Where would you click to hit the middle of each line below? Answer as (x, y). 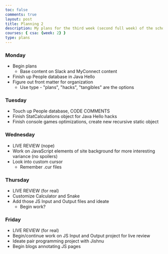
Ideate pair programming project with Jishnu (58, 241)
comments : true (21, 14)
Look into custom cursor (37, 161)
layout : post (19, 19)
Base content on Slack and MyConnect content (68, 71)
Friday (13, 219)
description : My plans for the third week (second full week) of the (79, 28)
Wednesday (20, 134)
